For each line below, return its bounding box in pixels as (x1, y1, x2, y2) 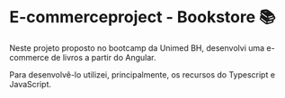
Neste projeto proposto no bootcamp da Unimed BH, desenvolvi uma (9, 42, 265, 53)
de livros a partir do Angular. (50, 52, 156, 62)
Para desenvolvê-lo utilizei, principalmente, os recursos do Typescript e (9, 69, 276, 80)
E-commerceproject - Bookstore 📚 (9, 7, 276, 28)
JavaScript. (9, 78, 52, 89)
